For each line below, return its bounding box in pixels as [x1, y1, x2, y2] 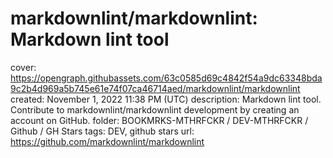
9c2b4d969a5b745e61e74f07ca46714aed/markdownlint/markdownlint [10, 82, 301, 94]
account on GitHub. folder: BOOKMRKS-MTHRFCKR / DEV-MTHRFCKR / [10, 114, 309, 126]
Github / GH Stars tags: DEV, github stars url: [10, 125, 195, 137]
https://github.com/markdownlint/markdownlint [10, 135, 205, 147]
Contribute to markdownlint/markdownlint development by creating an [10, 103, 300, 116]
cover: [10, 61, 37, 73]
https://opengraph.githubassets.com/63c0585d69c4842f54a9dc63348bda [10, 72, 323, 84]
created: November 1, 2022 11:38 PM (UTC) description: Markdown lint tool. [10, 93, 322, 105]
